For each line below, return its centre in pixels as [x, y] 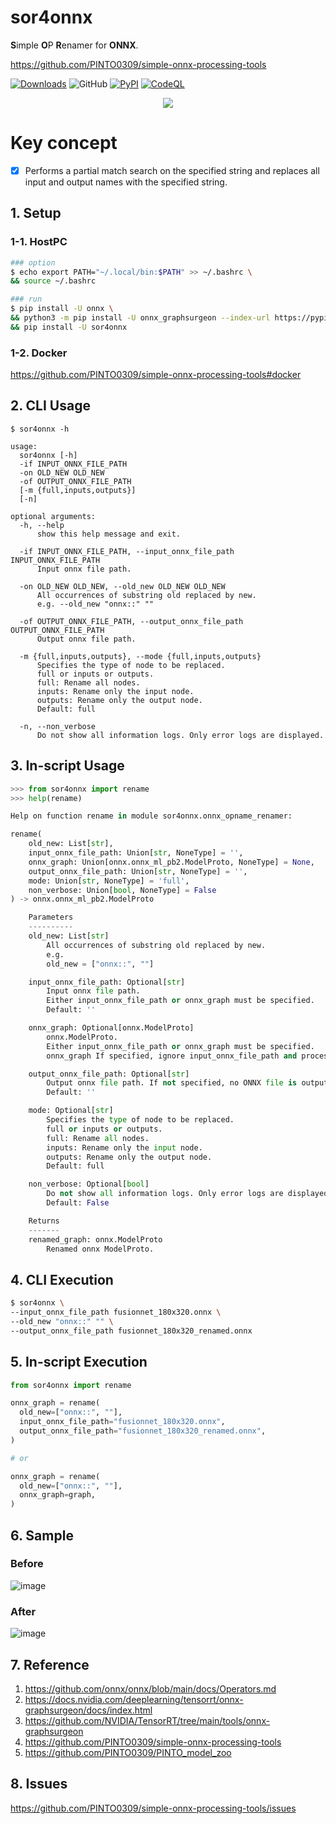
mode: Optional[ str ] [71, 1111]
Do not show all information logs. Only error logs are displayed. [180, 735]
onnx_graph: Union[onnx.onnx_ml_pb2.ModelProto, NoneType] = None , [171, 862]
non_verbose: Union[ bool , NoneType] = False [122, 890]
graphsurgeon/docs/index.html [88, 1710]
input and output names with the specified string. [126, 182]
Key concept [64, 143]
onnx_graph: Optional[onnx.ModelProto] [111, 1028]
